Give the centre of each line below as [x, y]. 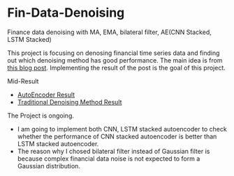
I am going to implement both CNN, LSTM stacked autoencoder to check [122, 129]
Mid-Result [23, 81]
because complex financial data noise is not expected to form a [109, 159]
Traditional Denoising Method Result [70, 102]
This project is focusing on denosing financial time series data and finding [114, 53]
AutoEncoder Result [46, 95]
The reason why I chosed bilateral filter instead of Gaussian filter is [114, 151]
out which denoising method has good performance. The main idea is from [115, 60]
